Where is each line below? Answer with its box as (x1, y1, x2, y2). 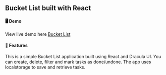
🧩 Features (5, 42, 28, 49)
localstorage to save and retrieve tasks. (5, 64, 86, 70)
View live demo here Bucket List (5, 31, 71, 37)
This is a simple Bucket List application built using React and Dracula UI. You (5, 53, 161, 59)
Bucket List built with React (5, 4, 91, 12)
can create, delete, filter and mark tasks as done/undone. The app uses (5, 59, 151, 65)
